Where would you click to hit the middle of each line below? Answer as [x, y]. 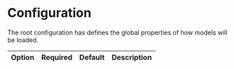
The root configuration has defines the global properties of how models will [118, 32]
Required [57, 57]
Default [92, 57]
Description [132, 57]
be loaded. [23, 39]
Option [23, 57]
